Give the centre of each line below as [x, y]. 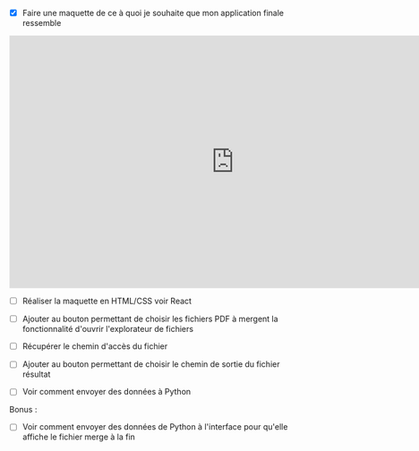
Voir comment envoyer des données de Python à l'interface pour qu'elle [155, 427]
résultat [36, 374]
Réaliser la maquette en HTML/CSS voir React [107, 301]
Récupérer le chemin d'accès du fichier [95, 346]
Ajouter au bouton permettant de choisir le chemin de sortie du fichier [151, 364]
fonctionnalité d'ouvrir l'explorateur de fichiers [108, 329]
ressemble [42, 23]
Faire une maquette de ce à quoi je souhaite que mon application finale [153, 13]
